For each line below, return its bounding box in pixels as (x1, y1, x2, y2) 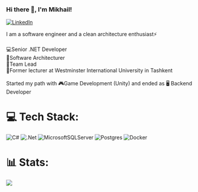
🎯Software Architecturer (6, 55, 65, 62)
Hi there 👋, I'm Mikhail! (6, 5, 73, 14)
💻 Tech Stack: (6, 110, 79, 124)
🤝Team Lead (6, 60, 37, 68)
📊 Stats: (6, 156, 49, 169)
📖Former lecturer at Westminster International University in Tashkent (6, 67, 173, 74)
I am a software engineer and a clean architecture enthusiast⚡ (6, 31, 158, 38)
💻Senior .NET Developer (6, 46, 67, 53)
